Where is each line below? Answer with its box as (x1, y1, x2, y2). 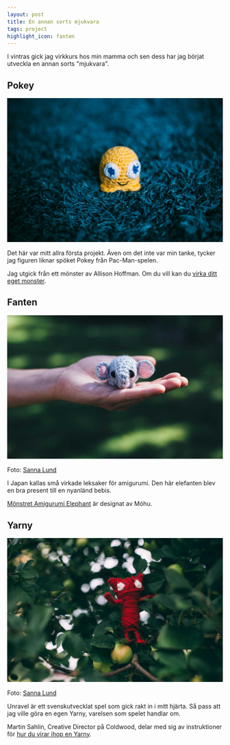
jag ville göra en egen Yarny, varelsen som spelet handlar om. (7, 709, 181, 718)
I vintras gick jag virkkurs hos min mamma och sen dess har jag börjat (7, 52, 205, 61)
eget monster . (7, 276, 47, 284)
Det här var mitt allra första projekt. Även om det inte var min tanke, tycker (7, 249, 216, 257)
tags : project (7, 25, 48, 32)
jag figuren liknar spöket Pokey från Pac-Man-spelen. (7, 256, 159, 264)
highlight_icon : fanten (7, 33, 75, 40)
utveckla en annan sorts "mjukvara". (7, 60, 110, 68)
